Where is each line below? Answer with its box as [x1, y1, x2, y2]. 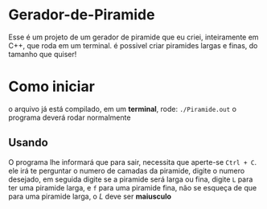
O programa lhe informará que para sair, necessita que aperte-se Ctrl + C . [8, 157, 257, 166]
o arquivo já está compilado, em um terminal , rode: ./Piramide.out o [8, 104, 237, 113]
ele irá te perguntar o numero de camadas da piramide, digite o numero [8, 166, 245, 175]
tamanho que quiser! [8, 49, 77, 59]
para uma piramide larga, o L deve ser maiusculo [8, 191, 171, 201]
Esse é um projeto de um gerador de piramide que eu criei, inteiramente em [8, 32, 259, 42]
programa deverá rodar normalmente [8, 113, 131, 122]
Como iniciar [8, 78, 95, 96]
